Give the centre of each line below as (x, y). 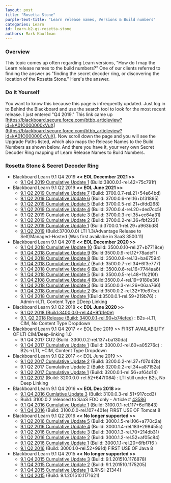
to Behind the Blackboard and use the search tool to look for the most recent (85, 109)
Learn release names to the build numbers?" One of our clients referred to (83, 68)
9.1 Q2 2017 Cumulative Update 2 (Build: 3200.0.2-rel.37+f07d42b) (90, 361)
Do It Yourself (22, 93)
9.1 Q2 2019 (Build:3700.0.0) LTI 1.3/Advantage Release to (81, 231)
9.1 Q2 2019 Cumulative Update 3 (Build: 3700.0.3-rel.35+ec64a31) (90, 215)
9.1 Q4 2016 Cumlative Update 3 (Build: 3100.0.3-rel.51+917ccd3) (88, 394)
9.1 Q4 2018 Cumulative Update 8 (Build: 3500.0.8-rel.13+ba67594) (91, 258)
